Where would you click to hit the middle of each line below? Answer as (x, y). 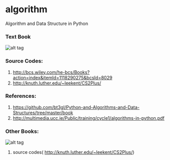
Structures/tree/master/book (43, 113)
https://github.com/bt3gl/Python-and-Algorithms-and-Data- (76, 107)
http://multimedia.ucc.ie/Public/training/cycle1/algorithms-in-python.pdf (89, 118)
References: (21, 96)
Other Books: (22, 131)
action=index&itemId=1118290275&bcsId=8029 (62, 77)
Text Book (18, 37)
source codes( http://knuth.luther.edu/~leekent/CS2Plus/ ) (73, 152)
